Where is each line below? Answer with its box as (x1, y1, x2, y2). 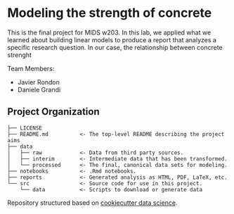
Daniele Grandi (17, 85, 61, 94)
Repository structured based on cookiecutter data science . (7, 199, 178, 207)
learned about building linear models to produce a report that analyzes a (7, 35, 216, 44)
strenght (7, 51, 32, 59)
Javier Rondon (17, 77, 60, 86)
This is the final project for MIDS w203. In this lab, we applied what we (7, 28, 212, 37)
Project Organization (7, 106, 100, 118)
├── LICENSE (7, 125, 42, 132)
